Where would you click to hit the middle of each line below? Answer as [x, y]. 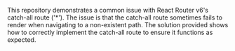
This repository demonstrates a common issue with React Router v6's [108, 10]
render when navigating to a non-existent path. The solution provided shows [118, 25]
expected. [22, 40]
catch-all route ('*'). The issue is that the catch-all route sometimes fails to [115, 17]
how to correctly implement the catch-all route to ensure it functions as [110, 32]
